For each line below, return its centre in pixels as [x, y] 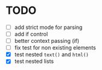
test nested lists [34, 62]
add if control [31, 34]
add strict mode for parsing [48, 27]
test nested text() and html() [51, 54]
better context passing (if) [47, 41]
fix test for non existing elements [55, 48]
